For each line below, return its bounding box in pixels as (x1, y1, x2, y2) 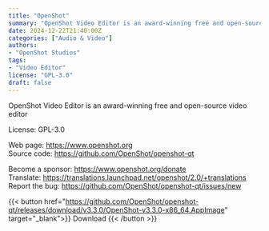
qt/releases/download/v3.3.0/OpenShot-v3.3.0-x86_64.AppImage (8, 205, 226, 214)
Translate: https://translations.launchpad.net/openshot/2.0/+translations (8, 173, 247, 182)
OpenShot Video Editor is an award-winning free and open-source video (8, 101, 247, 110)
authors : (8, 42, 38, 50)
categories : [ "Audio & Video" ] (8, 34, 113, 42)
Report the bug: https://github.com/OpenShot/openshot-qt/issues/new (8, 181, 242, 190)
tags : (8, 57, 26, 65)
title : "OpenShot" (8, 11, 70, 20)
